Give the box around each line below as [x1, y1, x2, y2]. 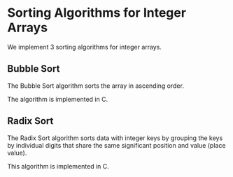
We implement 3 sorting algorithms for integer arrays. [7, 43, 162, 51]
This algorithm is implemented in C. [7, 162, 110, 170]
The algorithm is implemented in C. [7, 95, 108, 103]
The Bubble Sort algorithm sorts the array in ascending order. [7, 82, 184, 90]
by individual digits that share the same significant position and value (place [7, 141, 226, 149]
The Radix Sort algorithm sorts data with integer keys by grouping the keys [7, 134, 223, 142]
